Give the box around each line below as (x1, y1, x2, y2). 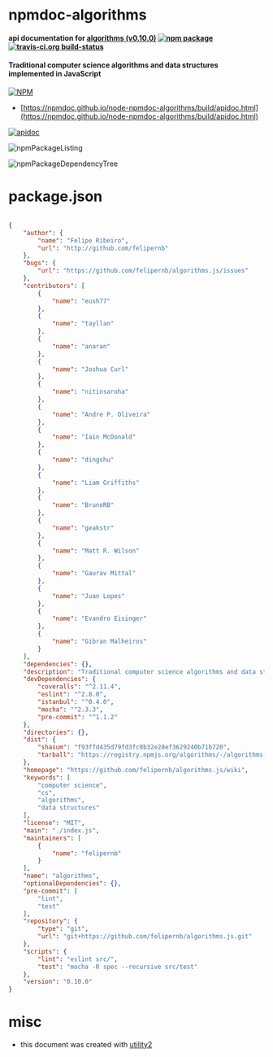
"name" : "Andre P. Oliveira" (51, 410, 151, 418)
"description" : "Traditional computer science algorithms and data (23, 667, 256, 676)
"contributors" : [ (23, 282, 85, 290)
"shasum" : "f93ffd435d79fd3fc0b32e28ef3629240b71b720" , (37, 743, 231, 752)
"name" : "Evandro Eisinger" (51, 614, 148, 623)
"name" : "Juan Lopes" (51, 592, 126, 600)
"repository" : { (23, 917, 79, 925)
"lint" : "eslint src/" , (37, 954, 118, 963)
